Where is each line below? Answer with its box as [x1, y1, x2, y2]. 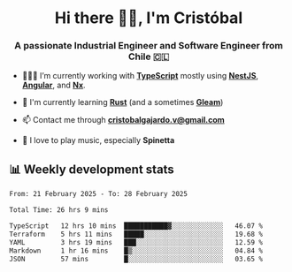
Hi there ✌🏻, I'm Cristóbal [54, 8, 243, 28]
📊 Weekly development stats [9, 162, 174, 177]
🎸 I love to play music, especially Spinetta [21, 135, 175, 146]
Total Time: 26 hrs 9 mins [9, 206, 109, 215]
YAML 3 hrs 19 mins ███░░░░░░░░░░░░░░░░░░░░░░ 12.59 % [9, 238, 264, 246]
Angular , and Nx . [21, 79, 86, 91]
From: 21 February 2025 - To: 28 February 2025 [9, 190, 188, 199]
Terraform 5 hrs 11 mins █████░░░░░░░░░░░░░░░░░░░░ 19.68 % [9, 230, 264, 238]
